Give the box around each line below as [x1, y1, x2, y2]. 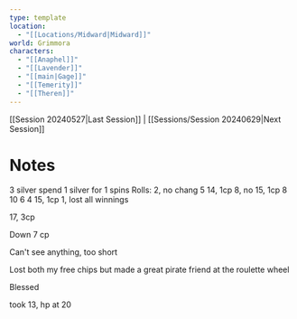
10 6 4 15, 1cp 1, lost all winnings [9, 194, 129, 205]
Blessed [9, 282, 40, 293]
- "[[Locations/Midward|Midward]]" [17, 30, 152, 39]
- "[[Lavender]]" [17, 64, 83, 73]
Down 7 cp [9, 230, 50, 240]
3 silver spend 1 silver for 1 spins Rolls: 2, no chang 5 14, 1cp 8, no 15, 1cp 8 [9, 184, 287, 195]
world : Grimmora [9, 38, 70, 48]
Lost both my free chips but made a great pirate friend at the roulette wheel [9, 264, 290, 276]
